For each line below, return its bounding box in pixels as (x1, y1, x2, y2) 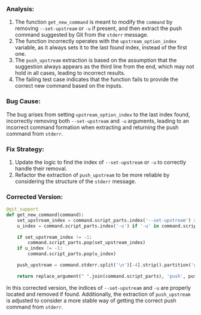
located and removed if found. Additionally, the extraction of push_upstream (6, 290, 191, 298)
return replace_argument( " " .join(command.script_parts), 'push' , (17, 273, 186, 279)
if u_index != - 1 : (17, 245, 63, 251)
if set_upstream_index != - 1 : (17, 234, 93, 240)
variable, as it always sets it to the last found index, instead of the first (14, 44, 187, 51)
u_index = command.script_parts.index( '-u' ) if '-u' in (17, 223, 160, 229)
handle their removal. (14, 164, 68, 172)
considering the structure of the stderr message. (14, 178, 136, 185)
